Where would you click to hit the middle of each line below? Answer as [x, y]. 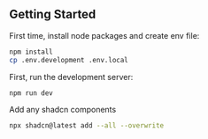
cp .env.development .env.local [69, 60]
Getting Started [53, 15]
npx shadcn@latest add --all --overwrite [87, 126]
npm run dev [31, 93]
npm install [31, 52]
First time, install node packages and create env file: [104, 35]
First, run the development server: [71, 77]
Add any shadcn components [63, 110]
